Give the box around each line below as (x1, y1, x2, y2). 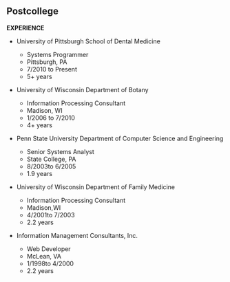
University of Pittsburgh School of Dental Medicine (16, 37, 161, 45)
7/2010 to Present (26, 65, 77, 73)
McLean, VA (26, 252, 61, 260)
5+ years (26, 72, 52, 80)
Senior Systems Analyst (26, 147, 94, 155)
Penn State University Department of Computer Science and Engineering (16, 134, 224, 142)
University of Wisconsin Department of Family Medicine (16, 182, 176, 191)
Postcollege (6, 6, 59, 17)
